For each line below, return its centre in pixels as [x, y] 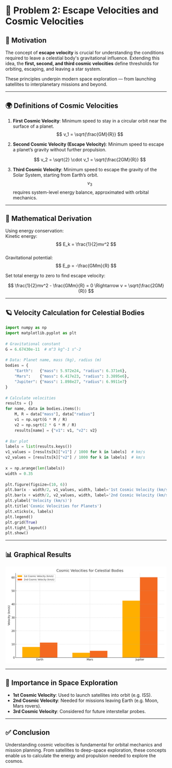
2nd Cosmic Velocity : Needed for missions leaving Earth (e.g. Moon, [85, 701]
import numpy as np [26, 328]
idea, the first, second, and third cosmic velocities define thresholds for [82, 63]
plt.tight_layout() [26, 528]
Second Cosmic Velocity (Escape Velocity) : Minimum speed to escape [88, 144]
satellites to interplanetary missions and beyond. [56, 84]
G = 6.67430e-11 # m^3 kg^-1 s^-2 [43, 349]
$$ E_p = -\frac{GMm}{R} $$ [86, 266]
